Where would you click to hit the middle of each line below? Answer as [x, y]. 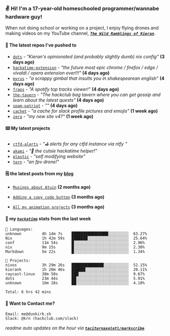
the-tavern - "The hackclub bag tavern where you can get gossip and [87, 95]
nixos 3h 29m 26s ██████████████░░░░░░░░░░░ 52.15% [76, 265]
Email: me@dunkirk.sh [28, 314]
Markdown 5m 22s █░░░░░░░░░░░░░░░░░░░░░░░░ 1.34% [75, 252]
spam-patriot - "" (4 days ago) [45, 105]
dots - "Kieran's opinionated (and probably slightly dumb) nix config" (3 [89, 56]
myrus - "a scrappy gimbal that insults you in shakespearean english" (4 [89, 78]
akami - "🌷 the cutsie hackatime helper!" [55, 151]
